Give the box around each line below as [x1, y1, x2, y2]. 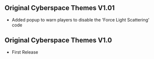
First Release [11, 49, 38, 55]
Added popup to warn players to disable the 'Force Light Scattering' [11, 17, 150, 22]
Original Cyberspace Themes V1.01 [4, 4, 115, 12]
